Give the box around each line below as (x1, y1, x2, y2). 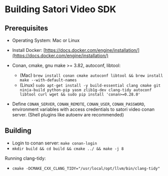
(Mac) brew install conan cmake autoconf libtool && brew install (19, 72, 163, 78)
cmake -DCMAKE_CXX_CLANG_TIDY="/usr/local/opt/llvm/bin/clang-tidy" (12, 166, 160, 171)
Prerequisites (5, 24, 48, 33)
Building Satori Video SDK (5, 4, 116, 15)
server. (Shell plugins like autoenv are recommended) (12, 112, 124, 118)
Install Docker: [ (12, 47, 45, 53)
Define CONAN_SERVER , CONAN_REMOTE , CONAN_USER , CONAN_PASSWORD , (12, 101, 146, 107)
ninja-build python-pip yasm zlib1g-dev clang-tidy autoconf (19, 87, 152, 93)
